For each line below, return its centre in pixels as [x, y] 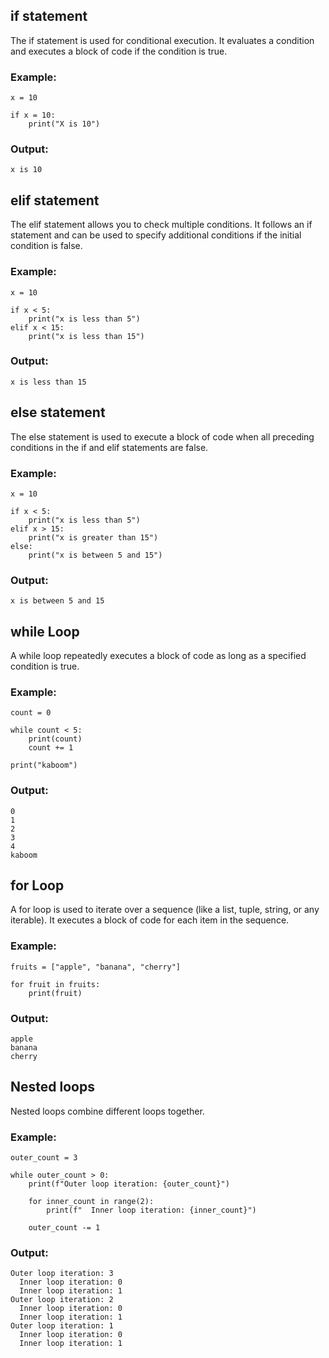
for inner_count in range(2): [91, 1202]
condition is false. [46, 246]
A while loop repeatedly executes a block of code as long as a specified [158, 656]
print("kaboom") [44, 765]
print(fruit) [55, 993]
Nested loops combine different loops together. [107, 1111]
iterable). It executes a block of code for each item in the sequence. [150, 920]
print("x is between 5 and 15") [95, 555]
